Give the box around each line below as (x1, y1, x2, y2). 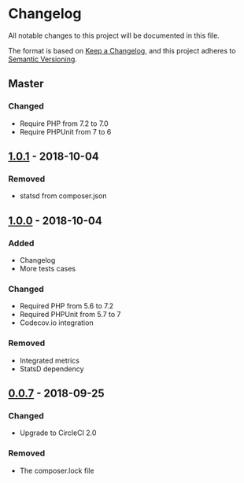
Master (8, 77, 45, 90)
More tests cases (19, 264, 76, 273)
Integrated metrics (19, 356, 80, 365)
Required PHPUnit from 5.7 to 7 (19, 310, 121, 319)
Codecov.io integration (19, 318, 94, 327)
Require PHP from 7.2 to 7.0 (19, 119, 109, 128)
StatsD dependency (19, 363, 84, 374)
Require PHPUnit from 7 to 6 (19, 127, 112, 136)
